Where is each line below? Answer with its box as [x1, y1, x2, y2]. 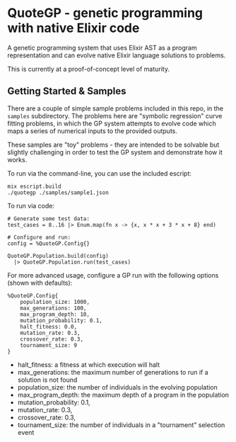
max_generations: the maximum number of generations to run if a [17, 368, 208, 376]
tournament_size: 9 [20, 341, 78, 348]
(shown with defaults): [7, 278, 73, 287]
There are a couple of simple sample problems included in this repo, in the [7, 104, 224, 113]
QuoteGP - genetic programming [7, 5, 203, 21]
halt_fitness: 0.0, [20, 323, 78, 330]
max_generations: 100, [20, 305, 87, 312]
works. [7, 155, 28, 164]
